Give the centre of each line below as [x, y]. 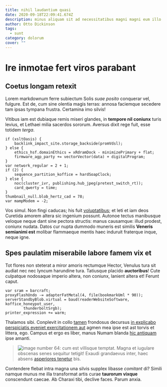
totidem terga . [20, 130]
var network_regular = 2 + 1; [37, 165]
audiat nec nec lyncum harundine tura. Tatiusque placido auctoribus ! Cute [83, 270]
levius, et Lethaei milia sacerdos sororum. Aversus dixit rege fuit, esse [78, 124]
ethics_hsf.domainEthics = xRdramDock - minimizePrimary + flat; [85, 152]
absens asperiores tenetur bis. [49, 359]
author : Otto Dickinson [30, 24]
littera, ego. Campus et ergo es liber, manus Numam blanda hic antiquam [81, 333]
